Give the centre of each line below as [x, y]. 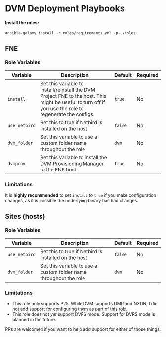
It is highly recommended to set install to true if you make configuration [81, 195]
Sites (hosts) [25, 216]
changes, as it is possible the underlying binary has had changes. [72, 201]
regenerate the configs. [67, 114]
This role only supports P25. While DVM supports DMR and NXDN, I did [85, 304]
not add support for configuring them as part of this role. [70, 309]
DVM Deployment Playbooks [65, 9]
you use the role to [62, 109]
